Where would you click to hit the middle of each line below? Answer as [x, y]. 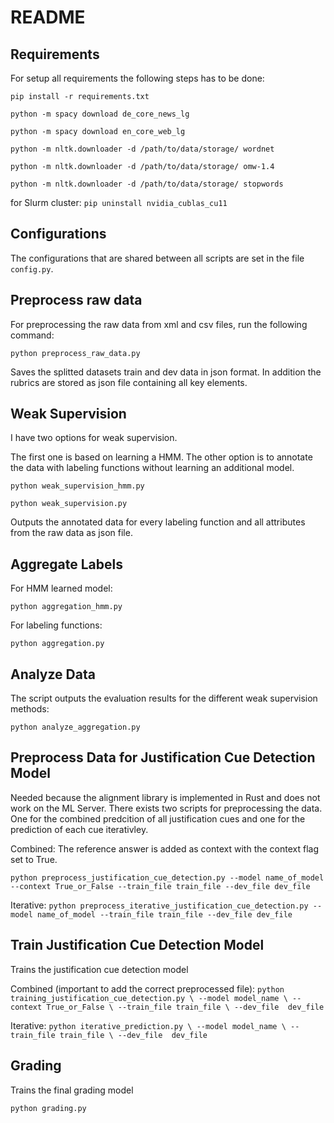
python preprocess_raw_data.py [75, 353]
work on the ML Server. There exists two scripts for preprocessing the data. [166, 808]
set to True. [34, 859]
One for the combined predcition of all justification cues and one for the [158, 818]
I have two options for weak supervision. [94, 438]
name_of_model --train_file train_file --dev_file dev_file [164, 914]
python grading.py [48, 1108]
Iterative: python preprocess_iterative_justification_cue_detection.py [159, 905]
